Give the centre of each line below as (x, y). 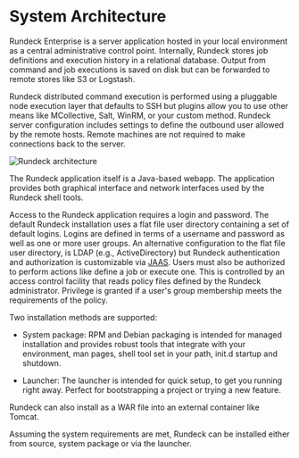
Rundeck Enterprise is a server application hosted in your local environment (149, 41)
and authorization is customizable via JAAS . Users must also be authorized (147, 262)
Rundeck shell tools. (46, 197)
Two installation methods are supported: (83, 317)
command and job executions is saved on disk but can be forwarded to (140, 70)
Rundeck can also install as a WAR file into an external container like (135, 407)
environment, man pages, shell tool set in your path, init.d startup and (150, 354)
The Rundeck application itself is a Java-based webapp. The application (142, 178)
